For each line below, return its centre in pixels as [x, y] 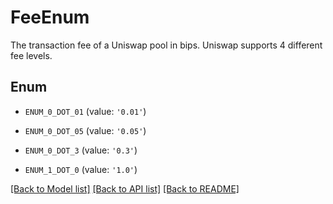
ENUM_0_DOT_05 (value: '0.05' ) [85, 130]
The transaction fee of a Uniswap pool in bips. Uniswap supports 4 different [166, 45]
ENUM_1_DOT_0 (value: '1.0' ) [81, 169]
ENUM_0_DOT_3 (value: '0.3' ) [81, 150]
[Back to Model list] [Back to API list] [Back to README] [125, 188]
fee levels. [31, 55]
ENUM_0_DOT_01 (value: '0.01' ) [85, 111]
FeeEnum [50, 17]
